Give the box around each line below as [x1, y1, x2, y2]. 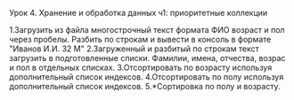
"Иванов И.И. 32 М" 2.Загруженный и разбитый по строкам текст [9, 43, 260, 54]
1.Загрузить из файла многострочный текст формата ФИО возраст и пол [9, 25, 285, 35]
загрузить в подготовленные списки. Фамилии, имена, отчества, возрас [9, 53, 286, 63]
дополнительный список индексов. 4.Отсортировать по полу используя [9, 72, 284, 82]
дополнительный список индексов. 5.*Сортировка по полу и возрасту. [9, 81, 281, 91]
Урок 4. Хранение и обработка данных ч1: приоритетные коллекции [9, 8, 268, 18]
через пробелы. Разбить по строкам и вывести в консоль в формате [9, 35, 272, 44]
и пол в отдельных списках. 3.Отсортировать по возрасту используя [9, 62, 273, 73]
